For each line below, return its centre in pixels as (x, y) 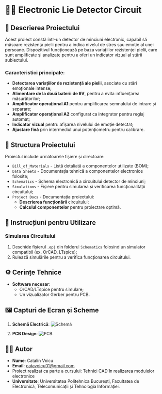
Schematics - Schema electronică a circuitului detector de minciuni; (79, 181)
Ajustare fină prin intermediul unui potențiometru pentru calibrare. (78, 130)
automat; (21, 119)
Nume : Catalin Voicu (32, 361)
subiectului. (16, 60)
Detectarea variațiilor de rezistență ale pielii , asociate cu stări (74, 83)
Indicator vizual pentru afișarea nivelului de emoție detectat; (73, 124)
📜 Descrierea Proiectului (42, 28)
